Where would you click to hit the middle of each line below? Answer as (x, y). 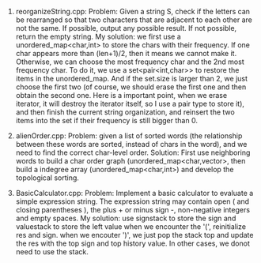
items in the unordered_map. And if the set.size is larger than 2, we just (131, 79)
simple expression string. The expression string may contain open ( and (132, 201)
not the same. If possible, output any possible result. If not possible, (126, 28)
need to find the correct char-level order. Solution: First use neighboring (133, 152)
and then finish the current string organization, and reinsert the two (125, 112)
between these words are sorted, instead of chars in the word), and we (131, 144)
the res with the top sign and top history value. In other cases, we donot (133, 243)
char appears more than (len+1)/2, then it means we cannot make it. (126, 53)
